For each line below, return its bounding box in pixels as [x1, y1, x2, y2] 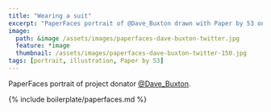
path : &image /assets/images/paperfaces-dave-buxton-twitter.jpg [15, 34, 240, 43]
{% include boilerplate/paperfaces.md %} [8, 94, 148, 104]
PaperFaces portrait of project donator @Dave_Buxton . [8, 78, 191, 89]
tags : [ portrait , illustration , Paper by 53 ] [8, 57, 164, 65]
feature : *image [15, 42, 70, 50]
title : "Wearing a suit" [8, 11, 92, 20]
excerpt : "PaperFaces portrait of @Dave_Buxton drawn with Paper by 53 [8, 19, 254, 27]
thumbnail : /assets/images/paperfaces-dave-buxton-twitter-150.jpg [15, 49, 248, 57]
